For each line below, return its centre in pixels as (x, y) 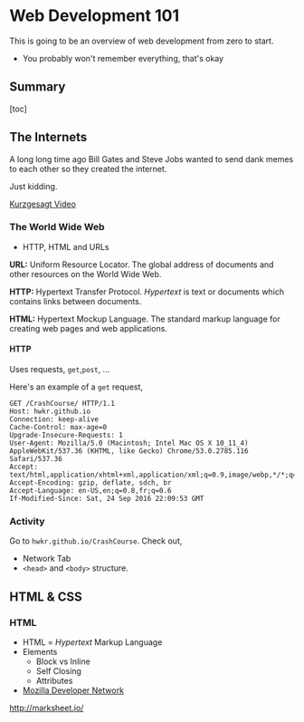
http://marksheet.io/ (47, 708)
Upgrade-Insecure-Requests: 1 (66, 436)
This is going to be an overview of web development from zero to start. (142, 41)
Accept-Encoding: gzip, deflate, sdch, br (90, 483)
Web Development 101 (94, 16)
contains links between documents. (76, 301)
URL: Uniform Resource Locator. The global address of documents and (142, 265)
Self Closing (58, 671)
